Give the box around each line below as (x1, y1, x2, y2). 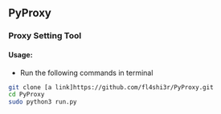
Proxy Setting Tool (8, 30, 82, 41)
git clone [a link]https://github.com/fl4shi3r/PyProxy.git (8, 83, 215, 91)
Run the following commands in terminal (19, 68, 153, 77)
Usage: (8, 49, 34, 59)
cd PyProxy (8, 91, 45, 99)
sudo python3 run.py (8, 98, 78, 106)
